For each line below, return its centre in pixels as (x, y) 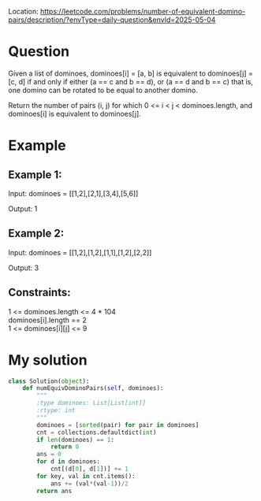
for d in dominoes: (69, 462)
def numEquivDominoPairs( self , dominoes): (93, 388)
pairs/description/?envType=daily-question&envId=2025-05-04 (112, 20)
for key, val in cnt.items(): (86, 476)
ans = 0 (49, 455)
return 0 (65, 447)
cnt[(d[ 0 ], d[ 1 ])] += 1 (89, 469)
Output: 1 (23, 209)
